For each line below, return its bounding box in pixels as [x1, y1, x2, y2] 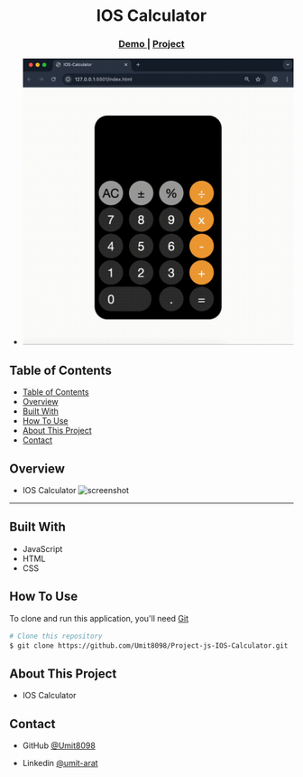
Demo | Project [118, 38, 185, 51]
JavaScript [22, 543, 63, 554]
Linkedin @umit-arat [22, 758, 98, 769]
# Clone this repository [9, 632, 103, 641]
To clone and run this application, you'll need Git [9, 613, 189, 623]
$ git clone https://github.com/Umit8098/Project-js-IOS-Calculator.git [9, 641, 289, 651]
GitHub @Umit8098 [22, 740, 96, 751]
